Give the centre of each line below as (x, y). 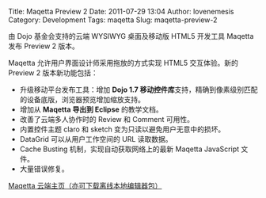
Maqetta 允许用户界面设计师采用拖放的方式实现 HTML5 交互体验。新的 (123, 63)
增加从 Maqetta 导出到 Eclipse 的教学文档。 (91, 109)
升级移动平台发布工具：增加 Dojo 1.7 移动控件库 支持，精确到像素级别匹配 (139, 89)
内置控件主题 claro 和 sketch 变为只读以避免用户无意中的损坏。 (122, 129)
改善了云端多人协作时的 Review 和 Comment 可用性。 (107, 119)
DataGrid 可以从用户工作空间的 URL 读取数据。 (96, 139)
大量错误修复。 (44, 169)
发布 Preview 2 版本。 (44, 46)
